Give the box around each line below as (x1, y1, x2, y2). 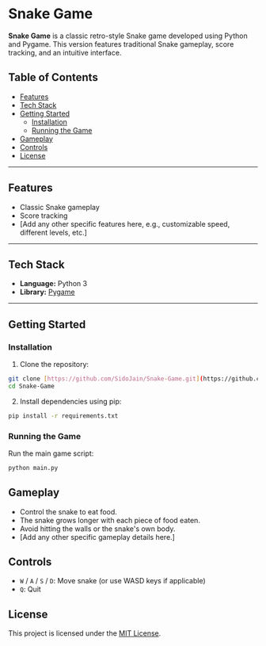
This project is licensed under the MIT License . (8, 629, 161, 638)
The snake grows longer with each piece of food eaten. (19, 515, 200, 525)
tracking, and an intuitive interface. (8, 48, 122, 57)
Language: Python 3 (19, 279, 88, 289)
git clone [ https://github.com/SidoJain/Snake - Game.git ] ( (8, 375, 203, 383)
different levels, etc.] (19, 227, 87, 237)
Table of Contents (8, 71, 99, 84)
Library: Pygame (19, 287, 75, 297)
